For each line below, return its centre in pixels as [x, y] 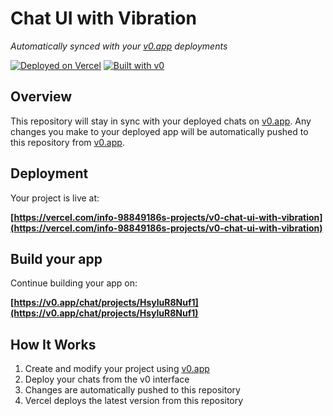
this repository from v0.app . [67, 142]
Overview [41, 97]
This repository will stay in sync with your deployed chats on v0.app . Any [161, 121]
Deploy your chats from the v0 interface [107, 379]
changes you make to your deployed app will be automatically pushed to [159, 131]
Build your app [56, 258]
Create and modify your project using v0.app [117, 369]
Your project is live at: [55, 198]
